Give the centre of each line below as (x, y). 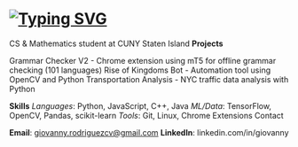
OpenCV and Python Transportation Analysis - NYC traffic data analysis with (149, 79)
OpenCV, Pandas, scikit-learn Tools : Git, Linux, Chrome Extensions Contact (146, 115)
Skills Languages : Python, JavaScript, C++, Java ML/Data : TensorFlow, (141, 105)
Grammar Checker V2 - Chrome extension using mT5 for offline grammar (143, 60)
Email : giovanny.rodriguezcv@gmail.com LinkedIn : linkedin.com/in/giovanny (149, 132)
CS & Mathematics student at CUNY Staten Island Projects (116, 43)
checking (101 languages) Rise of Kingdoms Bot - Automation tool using (140, 70)
